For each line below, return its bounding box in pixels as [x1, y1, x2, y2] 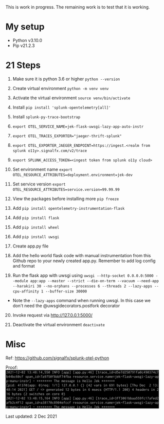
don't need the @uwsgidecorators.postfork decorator [12, 303, 120, 309]
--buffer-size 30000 [45, 289, 87, 294]
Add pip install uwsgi [12, 233, 60, 239]
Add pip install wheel [12, 224, 60, 230]
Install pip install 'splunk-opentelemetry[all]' [12, 104, 111, 110]
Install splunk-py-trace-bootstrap [12, 113, 81, 119]
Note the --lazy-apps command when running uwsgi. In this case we [12, 297, 151, 303]
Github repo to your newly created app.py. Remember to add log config [12, 258, 156, 264]
